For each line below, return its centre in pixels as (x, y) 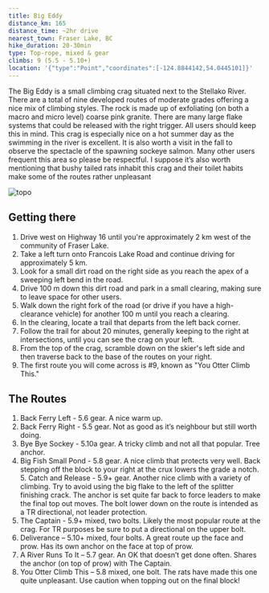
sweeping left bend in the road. (71, 279)
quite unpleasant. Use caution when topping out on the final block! (130, 581)
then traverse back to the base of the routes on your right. (116, 356)
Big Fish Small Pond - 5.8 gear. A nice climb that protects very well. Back (140, 461)
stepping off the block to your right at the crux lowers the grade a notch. (139, 469)
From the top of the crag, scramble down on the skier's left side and (132, 348)
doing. (31, 435)
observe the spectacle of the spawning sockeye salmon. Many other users (132, 150)
